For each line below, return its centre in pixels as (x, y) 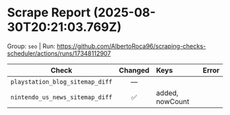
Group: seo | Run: (31, 46)
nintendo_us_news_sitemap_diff (62, 97)
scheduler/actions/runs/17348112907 (59, 53)
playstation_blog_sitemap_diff (62, 81)
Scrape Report (49, 13)
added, (168, 92)
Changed (134, 70)
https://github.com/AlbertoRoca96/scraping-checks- (132, 46)
